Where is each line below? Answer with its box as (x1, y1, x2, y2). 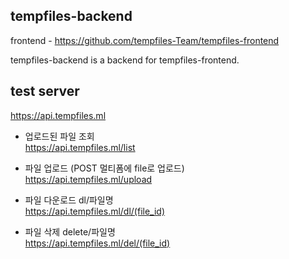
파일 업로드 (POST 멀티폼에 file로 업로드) (24, 162, 185, 174)
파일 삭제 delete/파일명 (24, 225, 116, 238)
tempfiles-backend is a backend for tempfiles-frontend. (10, 54, 240, 66)
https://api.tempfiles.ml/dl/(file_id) (24, 205, 166, 217)
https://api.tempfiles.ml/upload (24, 173, 153, 185)
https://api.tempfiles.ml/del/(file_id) (24, 237, 171, 249)
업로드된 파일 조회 (24, 130, 95, 142)
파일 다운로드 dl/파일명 (24, 194, 114, 206)
